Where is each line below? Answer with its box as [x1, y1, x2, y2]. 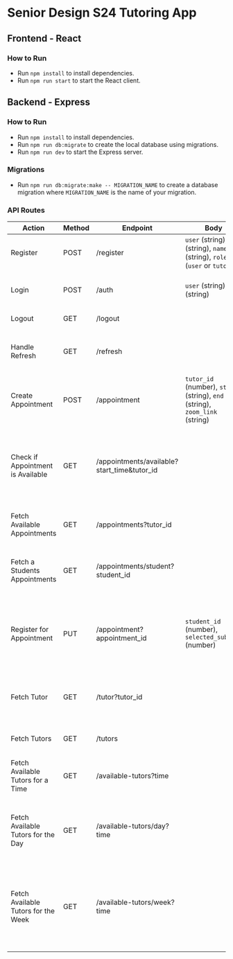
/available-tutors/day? [96, 821, 170, 831]
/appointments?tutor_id [96, 520, 172, 529]
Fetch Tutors [10, 734, 52, 744]
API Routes [7, 205, 45, 215]
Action [22, 223, 45, 233]
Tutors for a [10, 775, 49, 785]
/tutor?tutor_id [96, 692, 143, 702]
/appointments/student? [96, 561, 175, 571]
